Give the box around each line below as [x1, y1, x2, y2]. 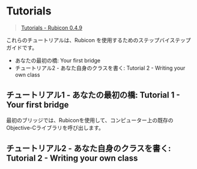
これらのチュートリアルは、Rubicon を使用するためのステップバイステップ [6, 36, 191, 43]
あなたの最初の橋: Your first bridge [14, 57, 101, 64]
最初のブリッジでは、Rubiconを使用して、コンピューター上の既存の [6, 116, 174, 124]
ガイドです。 [6, 44, 38, 51]
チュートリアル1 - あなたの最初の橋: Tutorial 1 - [6, 90, 180, 100]
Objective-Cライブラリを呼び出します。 [6, 124, 104, 131]
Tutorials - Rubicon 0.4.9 [20, 24, 83, 31]
